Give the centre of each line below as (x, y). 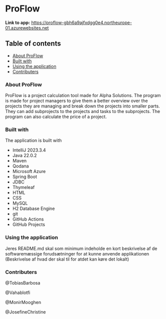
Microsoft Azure (29, 171)
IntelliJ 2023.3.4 (29, 150)
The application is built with (33, 140)
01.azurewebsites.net (27, 27)
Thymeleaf (23, 187)
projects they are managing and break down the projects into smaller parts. (82, 106)
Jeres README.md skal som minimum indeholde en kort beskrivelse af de (81, 248)
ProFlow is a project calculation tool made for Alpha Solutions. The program (83, 95)
